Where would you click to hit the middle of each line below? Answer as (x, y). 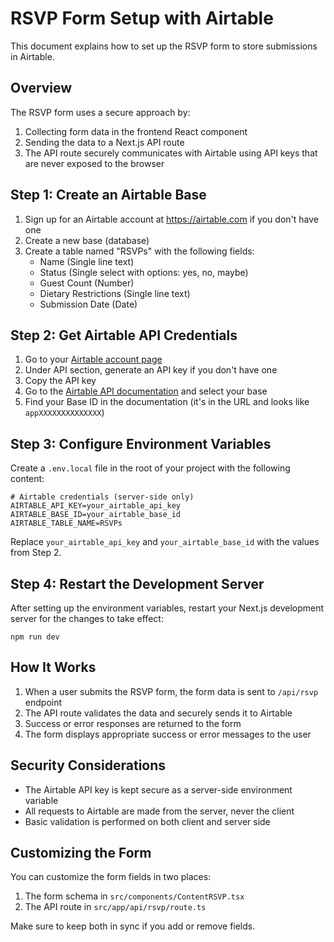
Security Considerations (88, 765)
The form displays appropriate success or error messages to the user (168, 734)
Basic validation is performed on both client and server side (147, 821)
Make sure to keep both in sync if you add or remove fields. (133, 926)
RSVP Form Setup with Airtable (142, 18)
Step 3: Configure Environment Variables (141, 443)
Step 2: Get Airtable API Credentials (124, 335)
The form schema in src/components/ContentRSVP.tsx (134, 896)
